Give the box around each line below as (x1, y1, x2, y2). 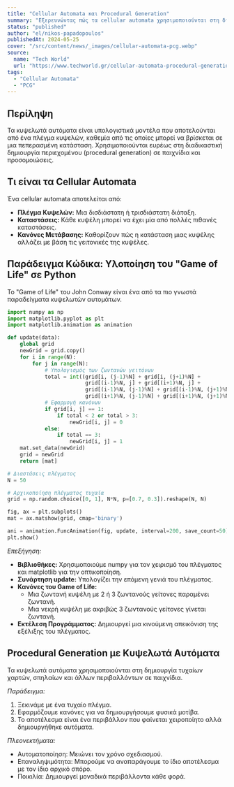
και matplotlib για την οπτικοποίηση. (17, 568, 122, 576)
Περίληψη (7, 108, 54, 120)
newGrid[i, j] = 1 (69, 438, 123, 445)
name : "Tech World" (13, 56, 70, 63)
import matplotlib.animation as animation (7, 322, 132, 328)
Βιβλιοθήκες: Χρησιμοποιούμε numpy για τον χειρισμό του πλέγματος (17, 560, 222, 568)
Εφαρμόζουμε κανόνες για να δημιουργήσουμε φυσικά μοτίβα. (17, 707, 200, 716)
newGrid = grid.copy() (19, 347, 86, 354)
